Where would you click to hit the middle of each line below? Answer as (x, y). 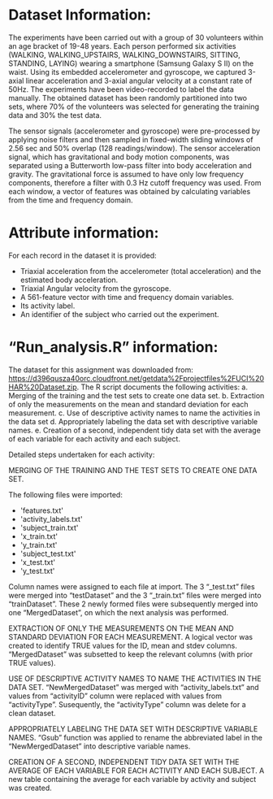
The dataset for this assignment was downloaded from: (101, 369)
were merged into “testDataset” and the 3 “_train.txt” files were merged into (135, 595)
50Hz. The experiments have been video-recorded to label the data (121, 89)
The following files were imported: (66, 494)
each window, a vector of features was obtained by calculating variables (130, 191)
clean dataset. (32, 713)
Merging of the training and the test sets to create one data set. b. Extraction (136, 395)
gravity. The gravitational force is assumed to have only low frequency (126, 174)
